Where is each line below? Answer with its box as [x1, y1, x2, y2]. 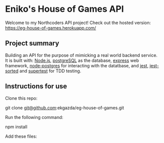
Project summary [5, 39, 59, 48]
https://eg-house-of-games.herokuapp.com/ [5, 25, 96, 30]
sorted [5, 68, 19, 74]
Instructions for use [5, 82, 68, 90]
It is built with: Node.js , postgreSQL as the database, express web [5, 57, 139, 63]
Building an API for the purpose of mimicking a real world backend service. [5, 52, 158, 58]
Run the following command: [5, 114, 63, 120]
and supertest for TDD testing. [19, 68, 82, 74]
